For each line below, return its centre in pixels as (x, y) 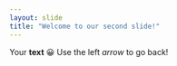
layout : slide (36, 18)
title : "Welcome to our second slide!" (85, 26)
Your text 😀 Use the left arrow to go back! (89, 52)
